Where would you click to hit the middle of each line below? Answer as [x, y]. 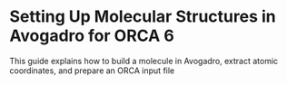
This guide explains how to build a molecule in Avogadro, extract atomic [144, 61]
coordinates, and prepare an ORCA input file [92, 71]
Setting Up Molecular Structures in [143, 17]
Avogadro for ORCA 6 [92, 36]
